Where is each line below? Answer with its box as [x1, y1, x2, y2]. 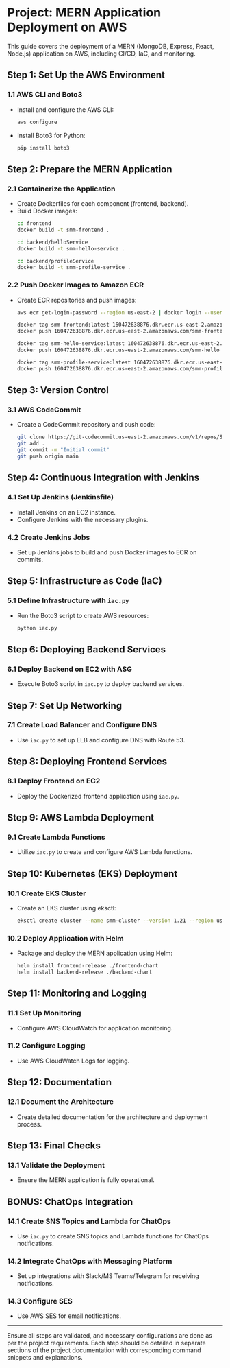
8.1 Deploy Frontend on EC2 [7, 777, 101, 786]
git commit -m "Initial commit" [16, 447, 110, 453]
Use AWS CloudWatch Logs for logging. [16, 1057, 130, 1065]
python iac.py [16, 624, 57, 632]
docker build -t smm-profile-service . [16, 264, 131, 271]
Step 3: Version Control [7, 384, 110, 396]
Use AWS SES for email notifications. [16, 1312, 122, 1320]
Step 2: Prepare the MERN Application [7, 163, 172, 175]
